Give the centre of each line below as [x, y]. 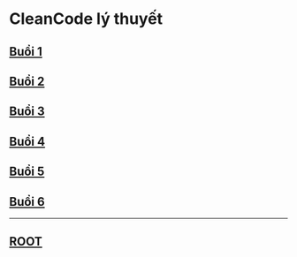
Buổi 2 [27, 81]
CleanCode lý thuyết [86, 19]
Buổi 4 [27, 141]
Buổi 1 [26, 52]
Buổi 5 [27, 172]
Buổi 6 [27, 202]
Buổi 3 [27, 112]
